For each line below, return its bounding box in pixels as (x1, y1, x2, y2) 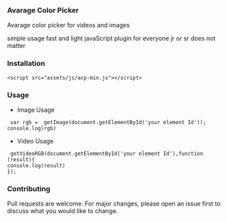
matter (7, 42, 26, 50)
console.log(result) (7, 162, 66, 169)
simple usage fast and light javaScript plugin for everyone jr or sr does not (7, 34, 216, 42)
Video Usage (16, 136, 54, 145)
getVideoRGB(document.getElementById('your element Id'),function (10, 150, 204, 157)
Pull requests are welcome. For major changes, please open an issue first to (7, 199, 221, 208)
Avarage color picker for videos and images (7, 21, 130, 29)
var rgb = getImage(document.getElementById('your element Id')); (10, 119, 206, 125)
